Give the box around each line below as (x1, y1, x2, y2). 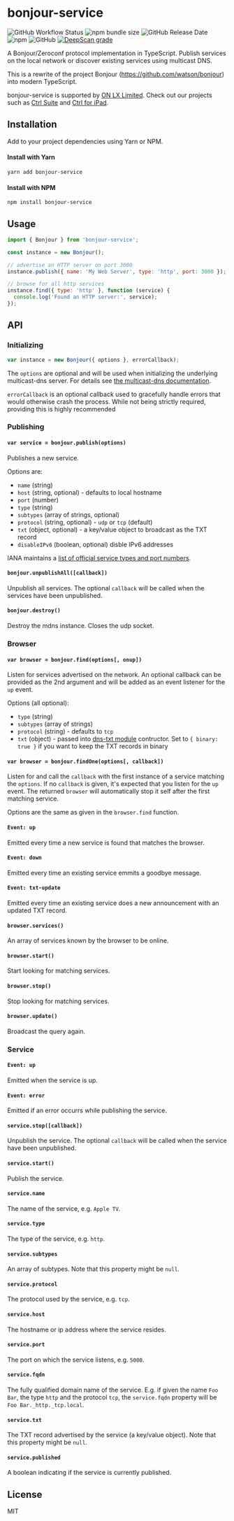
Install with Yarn (7, 153, 56, 161)
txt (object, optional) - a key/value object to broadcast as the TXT (17, 525, 207, 534)
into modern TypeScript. (7, 77, 78, 85)
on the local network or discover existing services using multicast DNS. (7, 56, 212, 64)
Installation (7, 119, 57, 131)
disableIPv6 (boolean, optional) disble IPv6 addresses (17, 540, 173, 548)
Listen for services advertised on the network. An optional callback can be (7, 671, 221, 679)
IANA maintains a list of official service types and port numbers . (7, 553, 191, 562)
